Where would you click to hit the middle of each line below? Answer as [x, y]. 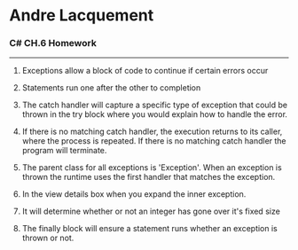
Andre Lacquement [82, 16]
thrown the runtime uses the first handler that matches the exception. [149, 177]
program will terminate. [64, 151]
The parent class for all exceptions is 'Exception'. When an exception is [152, 168]
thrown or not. [48, 238]
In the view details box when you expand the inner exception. [134, 194]
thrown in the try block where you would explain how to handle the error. [155, 114]
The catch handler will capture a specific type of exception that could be [155, 105]
